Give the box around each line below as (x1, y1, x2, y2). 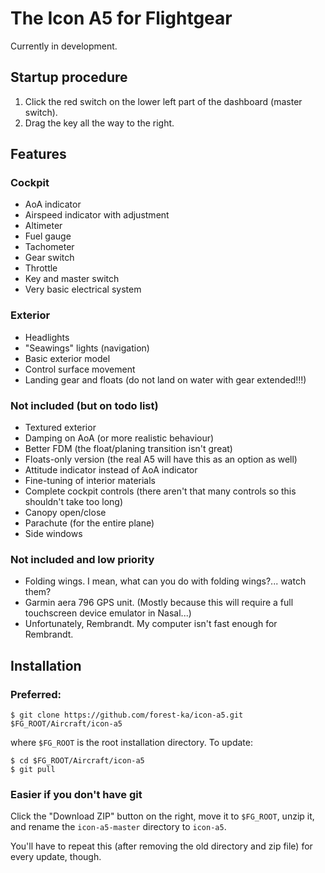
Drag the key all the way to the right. (24, 117, 175, 129)
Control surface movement (24, 363, 136, 375)
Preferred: (10, 687, 62, 701)
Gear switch (24, 252, 75, 264)
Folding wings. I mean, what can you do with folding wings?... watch (24, 575, 307, 587)
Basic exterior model (24, 352, 111, 364)
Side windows (24, 528, 83, 540)
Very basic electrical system (24, 283, 142, 296)
